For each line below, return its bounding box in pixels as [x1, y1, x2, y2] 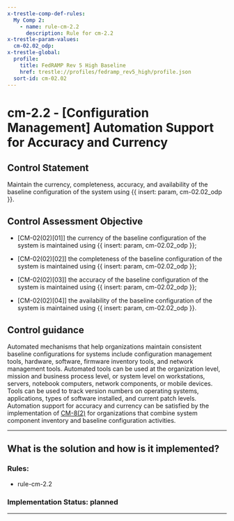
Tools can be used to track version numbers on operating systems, [7, 387, 199, 395]
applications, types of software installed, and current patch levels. [7, 394, 197, 402]
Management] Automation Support [7, 120, 214, 136]
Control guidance [7, 324, 85, 336]
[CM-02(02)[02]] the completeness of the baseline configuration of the [17, 255, 223, 263]
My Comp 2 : [13, 17, 45, 24]
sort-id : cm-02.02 [13, 74, 68, 82]
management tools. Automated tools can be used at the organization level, [7, 364, 221, 373]
